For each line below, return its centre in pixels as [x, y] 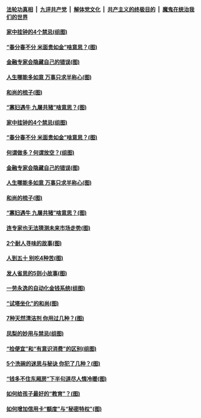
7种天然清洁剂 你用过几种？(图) [45, 318]
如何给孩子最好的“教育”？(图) [43, 394]
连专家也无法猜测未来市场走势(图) [48, 228]
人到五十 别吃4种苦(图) [35, 258]
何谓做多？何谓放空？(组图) [41, 152]
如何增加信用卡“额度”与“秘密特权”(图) [54, 409]
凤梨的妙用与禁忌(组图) [35, 334]
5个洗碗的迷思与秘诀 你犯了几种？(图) [53, 364]
